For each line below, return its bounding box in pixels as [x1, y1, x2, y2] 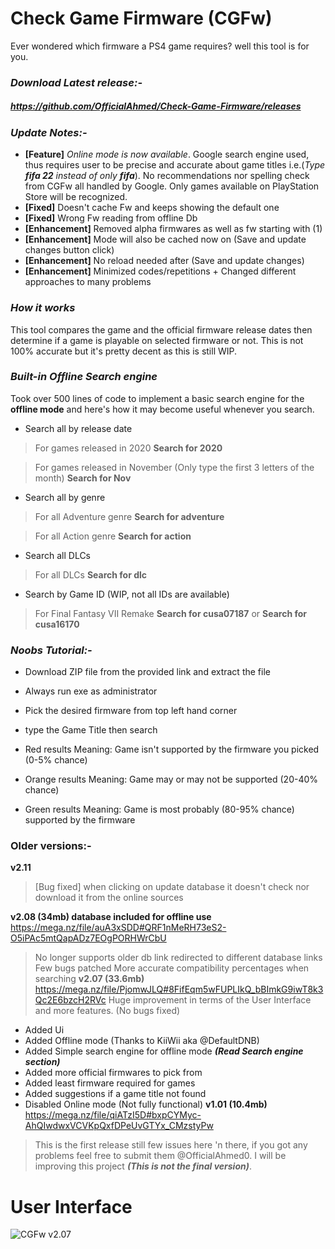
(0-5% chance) [24, 754, 88, 766]
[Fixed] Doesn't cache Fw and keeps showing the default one [24, 202, 280, 214]
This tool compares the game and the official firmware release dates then [10, 323, 313, 336]
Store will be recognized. [24, 191, 128, 203]
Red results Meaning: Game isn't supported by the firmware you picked [24, 743, 320, 756]
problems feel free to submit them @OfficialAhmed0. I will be [34, 1150, 287, 1162]
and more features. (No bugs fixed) [34, 1005, 181, 1017]
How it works [10, 301, 76, 315]
